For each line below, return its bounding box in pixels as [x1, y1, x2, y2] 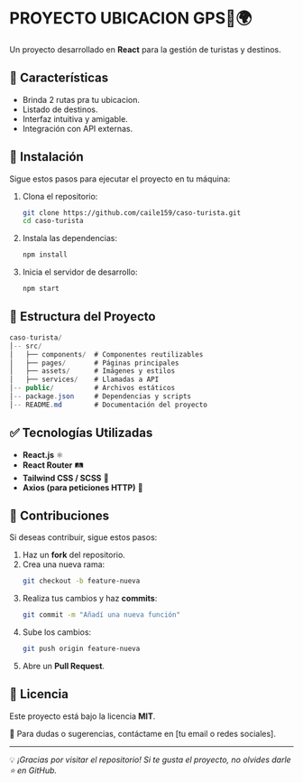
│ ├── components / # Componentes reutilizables [9, 350, 204, 359]
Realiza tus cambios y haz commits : [22, 593, 158, 604]
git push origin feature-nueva [22, 644, 141, 654]
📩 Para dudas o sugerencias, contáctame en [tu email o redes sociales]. [9, 728, 277, 739]
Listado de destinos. [22, 104, 98, 115]
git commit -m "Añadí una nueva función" [22, 611, 181, 620]
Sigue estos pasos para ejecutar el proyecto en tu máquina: [9, 173, 231, 184]
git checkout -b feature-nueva [22, 576, 141, 586]
